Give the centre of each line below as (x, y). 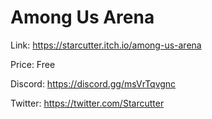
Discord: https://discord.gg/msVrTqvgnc (93, 83)
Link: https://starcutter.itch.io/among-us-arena (106, 45)
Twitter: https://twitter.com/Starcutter (87, 103)
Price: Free (33, 64)
